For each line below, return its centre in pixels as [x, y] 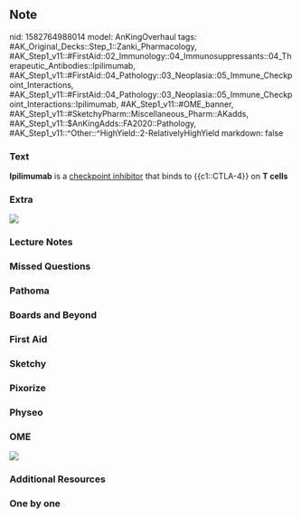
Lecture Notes [41, 242]
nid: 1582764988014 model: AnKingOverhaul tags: [103, 36]
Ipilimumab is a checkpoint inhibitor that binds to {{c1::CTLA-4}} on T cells [149, 177]
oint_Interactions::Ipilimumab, [64, 104]
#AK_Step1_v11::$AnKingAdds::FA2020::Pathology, [103, 123]
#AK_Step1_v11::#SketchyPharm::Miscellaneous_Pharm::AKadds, [129, 113]
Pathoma [29, 291]
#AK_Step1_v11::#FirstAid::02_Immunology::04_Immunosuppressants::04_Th [150, 56]
